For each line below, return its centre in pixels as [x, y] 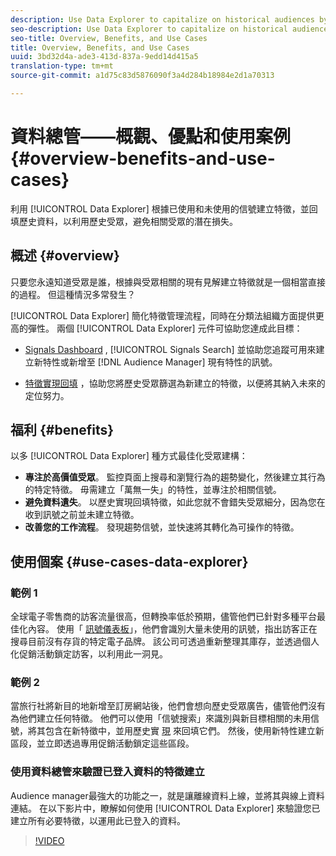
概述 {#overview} [65, 256]
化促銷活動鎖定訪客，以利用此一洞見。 [89, 654]
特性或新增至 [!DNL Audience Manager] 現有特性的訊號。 [160, 362]
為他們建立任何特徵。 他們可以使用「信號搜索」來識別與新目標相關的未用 [160, 718]
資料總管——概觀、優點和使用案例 [151, 137]
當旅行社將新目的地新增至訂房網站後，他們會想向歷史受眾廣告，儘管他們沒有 [168, 706]
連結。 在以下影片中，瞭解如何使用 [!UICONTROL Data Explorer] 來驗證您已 [165, 808]
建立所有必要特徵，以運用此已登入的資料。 [98, 820]
